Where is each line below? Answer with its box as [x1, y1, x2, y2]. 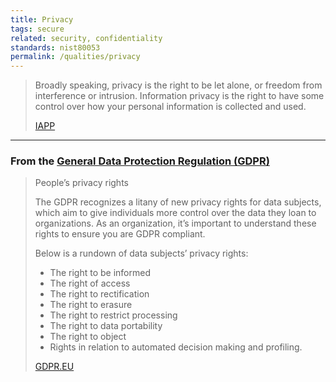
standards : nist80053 [10, 42, 101, 53]
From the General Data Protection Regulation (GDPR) [10, 154, 270, 168]
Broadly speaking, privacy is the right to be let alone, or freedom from [34, 79, 323, 91]
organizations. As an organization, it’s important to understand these [34, 217, 317, 230]
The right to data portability [49, 320, 163, 332]
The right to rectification [49, 288, 150, 300]
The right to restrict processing [49, 309, 178, 321]
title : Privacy [10, 14, 74, 25]
